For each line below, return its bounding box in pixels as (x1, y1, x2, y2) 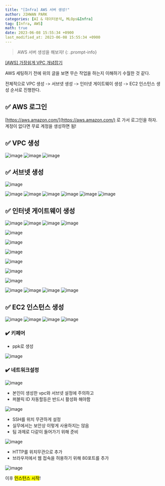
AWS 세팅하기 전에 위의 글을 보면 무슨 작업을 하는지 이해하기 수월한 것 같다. (5, 70, 151, 76)
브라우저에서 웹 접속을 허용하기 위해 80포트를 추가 (12, 455, 109, 461)
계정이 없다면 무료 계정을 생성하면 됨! (5, 123, 77, 129)
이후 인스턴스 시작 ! (5, 475, 41, 481)
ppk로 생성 (12, 343, 34, 349)
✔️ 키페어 (5, 329, 26, 336)
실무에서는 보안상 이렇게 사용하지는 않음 (12, 422, 89, 429)
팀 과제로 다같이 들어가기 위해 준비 (12, 429, 79, 434)
